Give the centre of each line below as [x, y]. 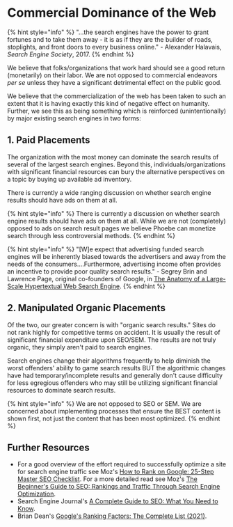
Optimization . [36, 494]
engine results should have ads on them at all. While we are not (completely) [116, 221]
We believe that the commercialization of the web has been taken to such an [116, 96]
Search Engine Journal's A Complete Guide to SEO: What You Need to [118, 501]
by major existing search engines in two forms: [74, 118]
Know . [26, 509]
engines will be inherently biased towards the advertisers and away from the [116, 256]
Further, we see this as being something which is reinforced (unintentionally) [117, 111]
